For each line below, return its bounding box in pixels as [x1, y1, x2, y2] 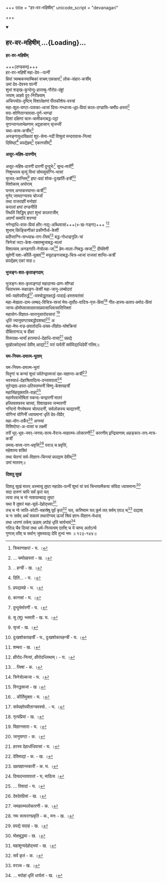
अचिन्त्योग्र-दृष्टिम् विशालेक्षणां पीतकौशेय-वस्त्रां [5, 98, 75, 104]
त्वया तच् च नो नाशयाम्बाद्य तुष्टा [5, 494, 55, 501]
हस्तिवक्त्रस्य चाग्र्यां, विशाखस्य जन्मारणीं [5, 400, 66, 406]
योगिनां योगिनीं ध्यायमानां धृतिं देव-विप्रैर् [5, 412, 64, 418]
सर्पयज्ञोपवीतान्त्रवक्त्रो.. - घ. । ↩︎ [12, 703, 65, 709]
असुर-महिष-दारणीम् [5, 151, 36, 157]
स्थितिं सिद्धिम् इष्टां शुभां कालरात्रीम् [5, 210, 58, 216]
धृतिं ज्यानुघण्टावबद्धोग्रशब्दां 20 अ [5, 316, 55, 323]
